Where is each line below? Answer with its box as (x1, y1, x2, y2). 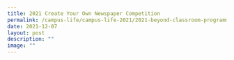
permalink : (7, 17, 39, 23)
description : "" (7, 36, 54, 43)
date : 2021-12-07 (7, 23, 58, 30)
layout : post (7, 29, 45, 37)
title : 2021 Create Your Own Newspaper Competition (7, 10, 160, 17)
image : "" (7, 42, 36, 49)
